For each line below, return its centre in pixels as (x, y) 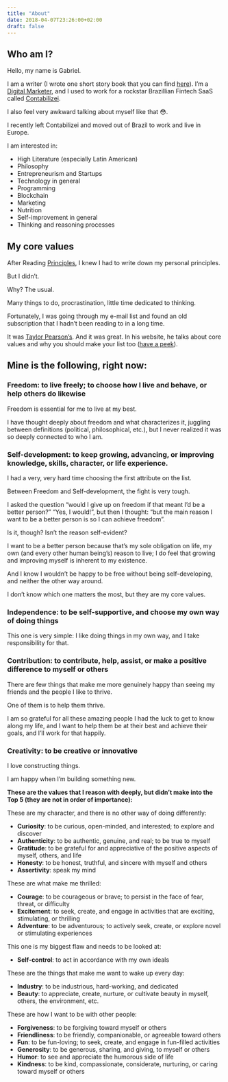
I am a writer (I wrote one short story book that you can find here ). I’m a (108, 84)
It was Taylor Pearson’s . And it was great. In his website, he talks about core (114, 337)
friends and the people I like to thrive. (60, 692)
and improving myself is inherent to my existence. (77, 560)
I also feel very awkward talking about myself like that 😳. (88, 112)
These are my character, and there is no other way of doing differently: (107, 813)
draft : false (26, 26)
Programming (36, 188)
